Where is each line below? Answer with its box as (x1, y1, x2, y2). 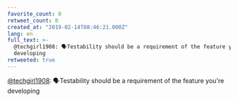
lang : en (7, 30, 33, 38)
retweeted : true (7, 57, 55, 64)
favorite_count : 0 (7, 10, 62, 18)
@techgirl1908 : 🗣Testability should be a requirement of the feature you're (7, 76, 225, 85)
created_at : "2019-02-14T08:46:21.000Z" (7, 23, 129, 30)
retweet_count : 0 (7, 17, 59, 24)
